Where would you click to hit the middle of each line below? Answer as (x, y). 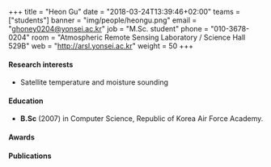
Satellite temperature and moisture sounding (94, 82)
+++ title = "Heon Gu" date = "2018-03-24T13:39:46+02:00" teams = (125, 12)
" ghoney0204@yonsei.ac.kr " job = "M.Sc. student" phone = (108, 29)
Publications (30, 156)
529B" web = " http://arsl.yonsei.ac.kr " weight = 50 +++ (101, 46)
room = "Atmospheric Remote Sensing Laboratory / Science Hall (138, 37)
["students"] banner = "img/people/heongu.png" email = (103, 20)
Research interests (41, 65)
